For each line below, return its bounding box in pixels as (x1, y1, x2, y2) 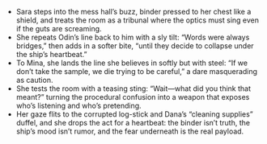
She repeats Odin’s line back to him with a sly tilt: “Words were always (15, 32, 250, 42)
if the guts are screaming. (15, 24, 103, 33)
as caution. (15, 76, 53, 84)
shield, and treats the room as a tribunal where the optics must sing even (15, 15, 260, 25)
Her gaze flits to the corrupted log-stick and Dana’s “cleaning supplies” (15, 109, 253, 119)
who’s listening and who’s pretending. (15, 101, 142, 110)
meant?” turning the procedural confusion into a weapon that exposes (15, 93, 250, 101)
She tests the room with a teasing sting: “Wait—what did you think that (15, 84, 252, 93)
